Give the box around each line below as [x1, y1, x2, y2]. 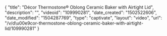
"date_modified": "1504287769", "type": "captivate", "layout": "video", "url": [5, 15, 162, 20]
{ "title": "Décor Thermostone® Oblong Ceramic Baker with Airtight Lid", [5, 4, 154, 10]
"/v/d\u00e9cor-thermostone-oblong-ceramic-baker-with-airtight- [5, 20, 144, 26]
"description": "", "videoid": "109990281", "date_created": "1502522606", [5, 9, 157, 15]
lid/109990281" [5, 25, 36, 31]
